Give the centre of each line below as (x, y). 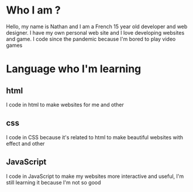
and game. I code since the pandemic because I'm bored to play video (91, 39)
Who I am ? (33, 10)
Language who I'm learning (74, 69)
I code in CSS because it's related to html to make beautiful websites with (94, 137)
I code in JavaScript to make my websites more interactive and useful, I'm (95, 176)
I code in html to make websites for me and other (65, 105)
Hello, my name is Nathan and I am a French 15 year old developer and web (97, 26)
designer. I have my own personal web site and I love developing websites (95, 32)
